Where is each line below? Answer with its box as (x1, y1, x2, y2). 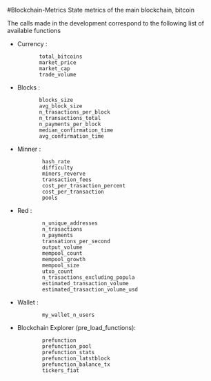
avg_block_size (39, 103, 83, 110)
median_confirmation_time (39, 127, 114, 134)
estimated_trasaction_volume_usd (42, 286, 138, 293)
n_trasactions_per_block (39, 109, 110, 116)
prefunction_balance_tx (42, 361, 110, 368)
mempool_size (42, 262, 79, 269)
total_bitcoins (39, 53, 83, 60)
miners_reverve (42, 170, 86, 177)
